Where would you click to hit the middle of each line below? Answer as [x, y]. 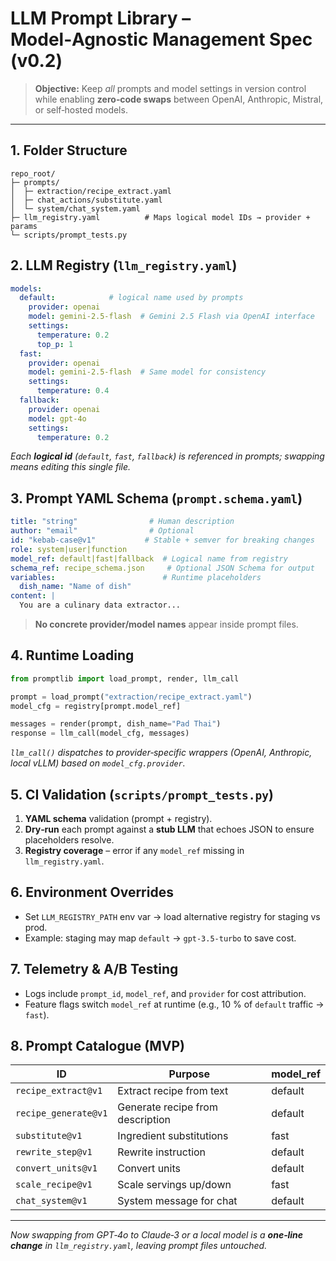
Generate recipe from [167, 1107]
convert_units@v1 [56, 1168]
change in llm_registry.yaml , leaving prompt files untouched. [139, 1246]
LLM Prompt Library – [101, 18]
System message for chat [177, 1201]
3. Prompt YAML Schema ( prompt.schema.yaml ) [156, 498]
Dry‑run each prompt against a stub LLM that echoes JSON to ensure [169, 829]
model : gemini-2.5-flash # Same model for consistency [147, 372]
